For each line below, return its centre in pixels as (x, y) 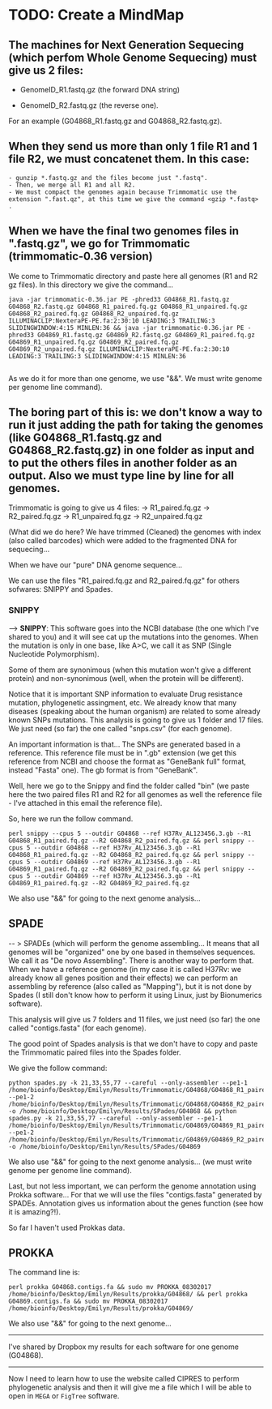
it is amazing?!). (34, 1212)
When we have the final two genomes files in (124, 231)
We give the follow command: (58, 1068)
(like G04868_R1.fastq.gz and (85, 438)
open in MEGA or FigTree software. (64, 1396)
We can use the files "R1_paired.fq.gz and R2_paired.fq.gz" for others (124, 580)
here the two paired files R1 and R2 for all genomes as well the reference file (135, 794)
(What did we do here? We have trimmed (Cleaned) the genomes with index (135, 532)
